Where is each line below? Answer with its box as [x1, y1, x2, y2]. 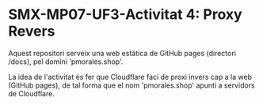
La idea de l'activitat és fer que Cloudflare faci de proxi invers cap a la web [8, 72, 252, 81]
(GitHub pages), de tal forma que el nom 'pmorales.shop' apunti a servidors [8, 81, 255, 90]
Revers [8, 22, 55, 40]
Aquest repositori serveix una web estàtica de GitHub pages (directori [8, 48, 236, 58]
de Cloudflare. [8, 88, 55, 98]
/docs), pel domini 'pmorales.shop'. [8, 57, 124, 66]
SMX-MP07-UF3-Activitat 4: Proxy [8, 6, 243, 24]
